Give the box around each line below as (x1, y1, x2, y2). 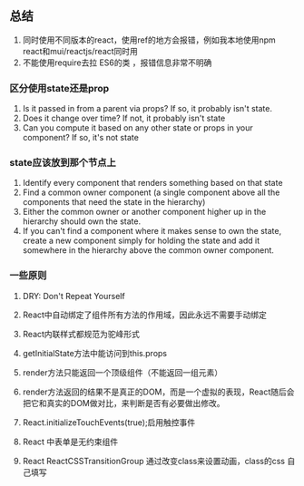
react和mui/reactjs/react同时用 (22, 45, 139, 56)
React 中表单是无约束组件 (22, 436, 119, 447)
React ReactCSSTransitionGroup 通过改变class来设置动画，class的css (22, 455, 286, 466)
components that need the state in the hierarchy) (22, 197, 206, 208)
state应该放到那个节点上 (9, 157, 116, 170)
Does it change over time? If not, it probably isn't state (22, 112, 226, 124)
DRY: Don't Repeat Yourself (22, 290, 125, 301)
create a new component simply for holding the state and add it (22, 235, 260, 247)
